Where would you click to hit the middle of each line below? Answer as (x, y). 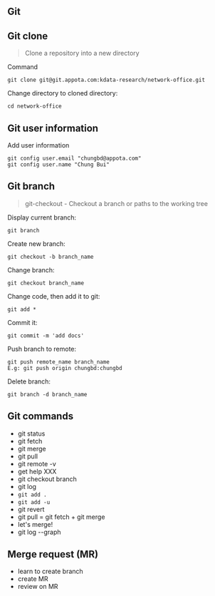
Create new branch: (36, 243)
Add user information (38, 145)
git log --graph (40, 532)
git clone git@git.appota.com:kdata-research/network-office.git (106, 80)
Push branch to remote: (42, 349)
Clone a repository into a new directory (82, 53)
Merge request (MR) (53, 554)
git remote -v (37, 463)
